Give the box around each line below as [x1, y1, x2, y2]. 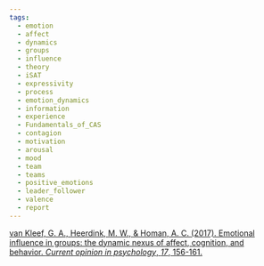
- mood [17, 153, 42, 163]
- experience [17, 112, 66, 121]
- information [17, 104, 70, 113]
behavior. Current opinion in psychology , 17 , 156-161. [9, 246, 203, 257]
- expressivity [17, 79, 74, 88]
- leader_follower [17, 187, 87, 196]
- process [17, 87, 54, 96]
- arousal [17, 145, 54, 154]
